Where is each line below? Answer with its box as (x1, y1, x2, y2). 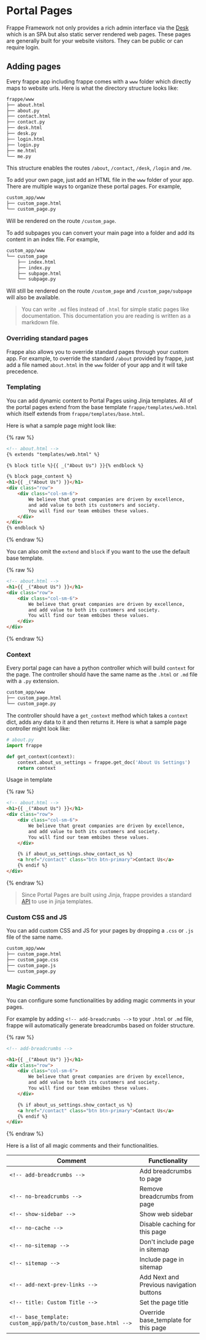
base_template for (139, 1316, 192, 1325)
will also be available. (6, 294, 60, 301)
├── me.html (6, 147, 37, 154)
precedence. (6, 367, 39, 375)
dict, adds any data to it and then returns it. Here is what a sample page (6, 718, 187, 726)
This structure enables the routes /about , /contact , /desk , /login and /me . (6, 164, 192, 172)
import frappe (6, 742, 43, 748)
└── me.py (6, 153, 32, 160)
